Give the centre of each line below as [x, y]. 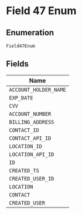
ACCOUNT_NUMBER [30, 114]
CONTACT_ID [24, 130]
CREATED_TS [24, 170]
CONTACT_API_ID [30, 138]
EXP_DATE [21, 98]
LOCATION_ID [26, 146]
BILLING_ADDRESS [32, 122]
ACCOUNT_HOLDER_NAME [37, 90]
